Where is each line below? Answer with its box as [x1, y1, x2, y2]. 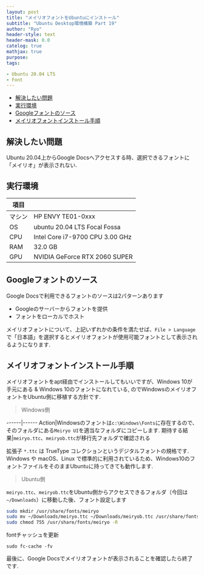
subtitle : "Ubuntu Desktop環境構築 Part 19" [6, 20, 117, 26]
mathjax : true [6, 49, 42, 55]
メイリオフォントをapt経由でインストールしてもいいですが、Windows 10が [6, 377, 193, 385]
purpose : [6, 54, 29, 60]
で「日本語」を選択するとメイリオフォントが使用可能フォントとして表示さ [6, 333, 192, 340]
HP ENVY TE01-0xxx [33, 212, 95, 220]
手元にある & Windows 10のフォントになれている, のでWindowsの [6, 385, 170, 393]
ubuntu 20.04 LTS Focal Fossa [33, 223, 121, 231]
